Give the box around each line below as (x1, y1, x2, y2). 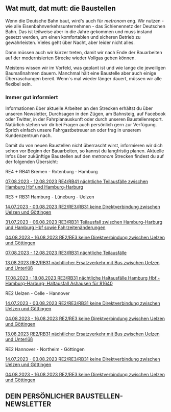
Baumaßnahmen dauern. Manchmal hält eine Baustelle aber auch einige (5, 70, 157, 76)
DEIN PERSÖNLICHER (5, 392, 75, 400)
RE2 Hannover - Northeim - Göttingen (5, 346, 85, 352)
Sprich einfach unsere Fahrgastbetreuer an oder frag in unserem (5, 127, 141, 133)
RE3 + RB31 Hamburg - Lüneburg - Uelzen (5, 194, 94, 200)
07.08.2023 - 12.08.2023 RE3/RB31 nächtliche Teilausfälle (5, 250, 127, 256)
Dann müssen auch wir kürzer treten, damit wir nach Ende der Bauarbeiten (5, 49, 162, 55)
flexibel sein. (5, 81, 32, 87)
